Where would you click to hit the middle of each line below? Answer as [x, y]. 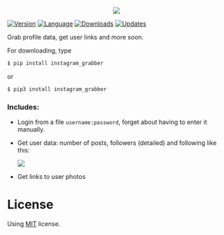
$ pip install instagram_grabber [55, 63]
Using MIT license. [34, 224]
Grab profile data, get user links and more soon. [76, 37]
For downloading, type [39, 51]
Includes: [23, 107]
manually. [31, 130]
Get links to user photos [51, 177]
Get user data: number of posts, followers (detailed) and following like [117, 143]
